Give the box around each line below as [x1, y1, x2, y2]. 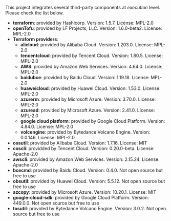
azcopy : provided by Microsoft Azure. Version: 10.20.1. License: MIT [12, 189, 157, 195]
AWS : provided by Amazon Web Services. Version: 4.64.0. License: [20, 64, 163, 69]
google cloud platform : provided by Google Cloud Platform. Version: [20, 118, 165, 124]
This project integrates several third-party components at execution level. [5, 5, 160, 10]
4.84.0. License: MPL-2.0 [20, 123, 73, 130]
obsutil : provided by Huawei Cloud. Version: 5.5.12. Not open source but [12, 178, 165, 184]
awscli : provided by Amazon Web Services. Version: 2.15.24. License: [12, 156, 160, 162]
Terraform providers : [12, 36, 59, 42]
